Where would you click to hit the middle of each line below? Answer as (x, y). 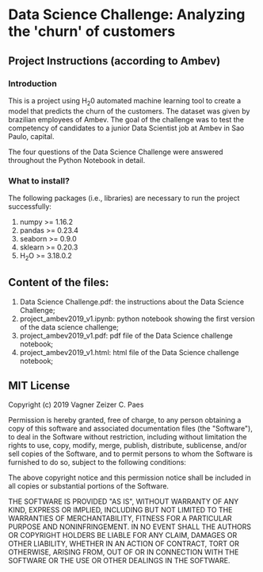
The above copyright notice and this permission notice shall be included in (130, 477)
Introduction (32, 83)
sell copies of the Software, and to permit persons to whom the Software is (131, 454)
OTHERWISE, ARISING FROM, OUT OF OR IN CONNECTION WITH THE (124, 552)
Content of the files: (59, 282)
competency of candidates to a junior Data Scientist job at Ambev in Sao (126, 128)
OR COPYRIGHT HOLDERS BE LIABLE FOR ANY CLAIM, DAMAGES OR (123, 535)
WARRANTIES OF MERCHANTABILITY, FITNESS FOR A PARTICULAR (120, 519)
